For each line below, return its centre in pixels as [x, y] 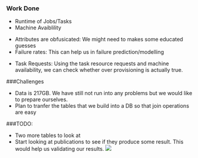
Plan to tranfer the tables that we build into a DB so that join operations [102, 106]
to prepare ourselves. [41, 99]
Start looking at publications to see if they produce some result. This [99, 142]
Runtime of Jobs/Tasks [43, 22]
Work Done [23, 8]
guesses [25, 45]
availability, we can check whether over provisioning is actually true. [99, 70]
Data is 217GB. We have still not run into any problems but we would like [103, 93]
